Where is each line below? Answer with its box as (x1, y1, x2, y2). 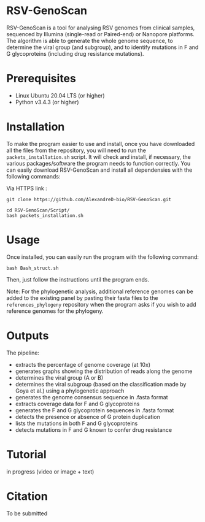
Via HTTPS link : (6, 185, 47, 192)
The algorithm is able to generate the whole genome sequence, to (6, 37, 173, 44)
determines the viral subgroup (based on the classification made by (15, 380, 187, 388)
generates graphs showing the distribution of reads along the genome (15, 367, 193, 375)
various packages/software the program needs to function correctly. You (6, 159, 191, 167)
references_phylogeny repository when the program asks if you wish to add (6, 301, 196, 308)
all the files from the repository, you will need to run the (6, 147, 146, 154)
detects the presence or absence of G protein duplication (15, 413, 161, 420)
